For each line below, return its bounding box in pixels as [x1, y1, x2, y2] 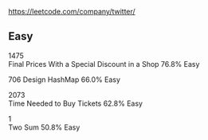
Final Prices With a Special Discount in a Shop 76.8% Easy [8, 59, 200, 68]
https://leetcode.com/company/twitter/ [8, 7, 135, 16]
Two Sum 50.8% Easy [8, 122, 80, 132]
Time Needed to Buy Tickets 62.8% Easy [8, 99, 143, 108]
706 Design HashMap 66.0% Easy [8, 75, 121, 84]
